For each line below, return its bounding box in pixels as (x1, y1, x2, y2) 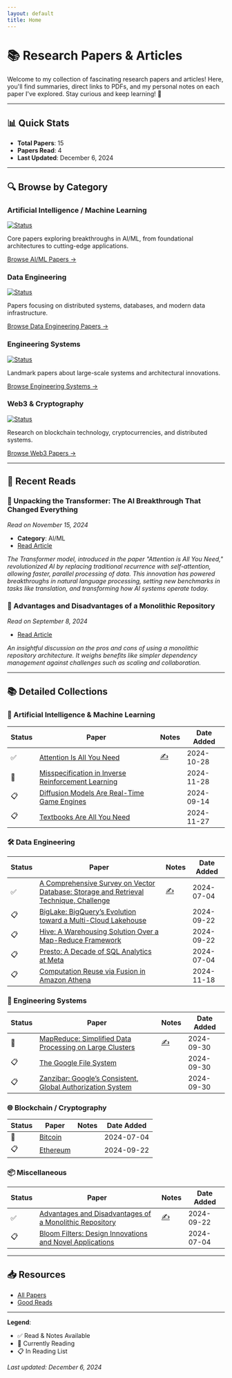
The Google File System (39, 1058, 117, 1068)
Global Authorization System (39, 1082, 133, 1092)
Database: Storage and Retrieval (39, 887, 144, 896)
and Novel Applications (39, 1237, 115, 1247)
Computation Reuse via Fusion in (39, 966, 146, 976)
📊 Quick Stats (7, 117, 70, 129)
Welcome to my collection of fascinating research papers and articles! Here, (7, 75, 224, 84)
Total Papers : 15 (17, 139, 64, 147)
